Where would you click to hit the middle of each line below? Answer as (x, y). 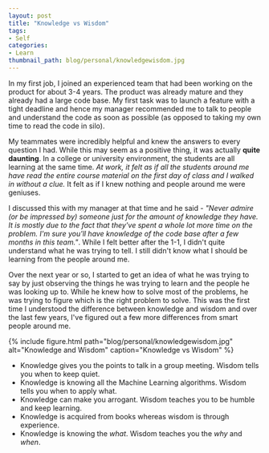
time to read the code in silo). (57, 126)
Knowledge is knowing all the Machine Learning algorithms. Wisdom (133, 382)
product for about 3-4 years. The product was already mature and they (126, 91)
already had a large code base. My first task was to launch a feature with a (132, 100)
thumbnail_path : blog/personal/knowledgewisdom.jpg (96, 61)
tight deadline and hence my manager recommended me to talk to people (130, 108)
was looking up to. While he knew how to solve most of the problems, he (128, 291)
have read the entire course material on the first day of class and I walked (131, 175)
